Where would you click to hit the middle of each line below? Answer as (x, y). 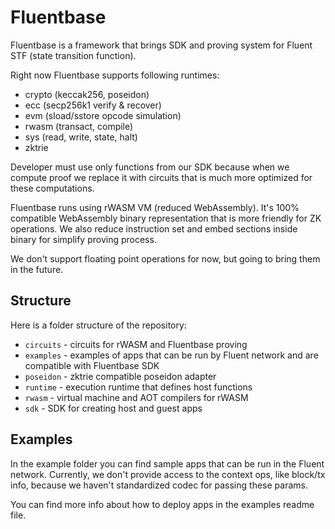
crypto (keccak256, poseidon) (87, 94)
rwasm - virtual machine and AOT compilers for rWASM (136, 397)
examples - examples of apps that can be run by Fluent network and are (171, 355)
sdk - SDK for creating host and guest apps (113, 408)
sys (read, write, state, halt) (81, 137)
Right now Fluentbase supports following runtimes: (115, 75)
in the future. (37, 269)
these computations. (52, 188)
